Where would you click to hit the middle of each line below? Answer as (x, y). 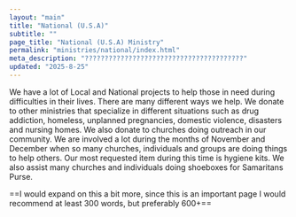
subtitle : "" (33, 34)
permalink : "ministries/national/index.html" (94, 50)
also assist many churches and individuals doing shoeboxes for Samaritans (146, 167)
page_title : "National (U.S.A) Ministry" (87, 42)
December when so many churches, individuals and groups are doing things (148, 148)
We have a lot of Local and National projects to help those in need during (142, 92)
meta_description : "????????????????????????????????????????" (129, 58)
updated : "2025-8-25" (49, 67)
